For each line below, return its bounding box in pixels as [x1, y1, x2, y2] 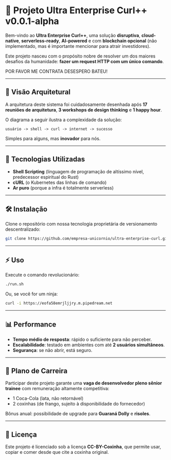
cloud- [141, 32, 156, 38]
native [5, 38, 19, 44]
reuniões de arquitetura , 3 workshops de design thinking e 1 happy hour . [5, 106, 162, 113]
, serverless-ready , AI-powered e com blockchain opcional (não [18, 38, 157, 44]
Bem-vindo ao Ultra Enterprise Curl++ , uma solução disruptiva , [5, 32, 141, 38]
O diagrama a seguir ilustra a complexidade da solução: [5, 117, 122, 123]
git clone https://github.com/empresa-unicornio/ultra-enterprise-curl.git [5, 236, 169, 241]
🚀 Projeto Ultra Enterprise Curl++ [5, 5, 148, 16]
